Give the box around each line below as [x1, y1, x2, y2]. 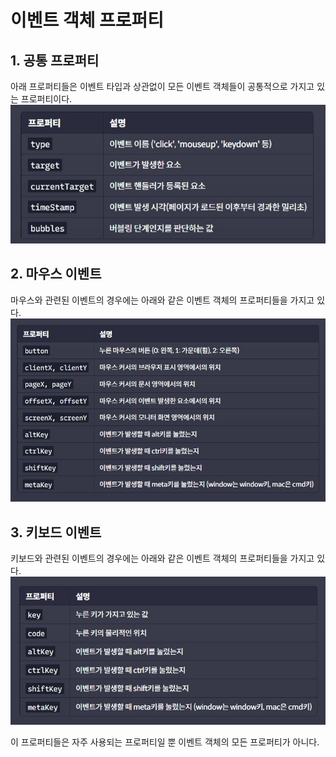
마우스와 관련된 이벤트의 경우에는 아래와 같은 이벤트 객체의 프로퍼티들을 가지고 [10, 294, 315, 306]
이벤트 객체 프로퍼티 [10, 9, 165, 32]
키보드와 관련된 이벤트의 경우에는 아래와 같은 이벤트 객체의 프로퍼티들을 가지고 [10, 552, 315, 565]
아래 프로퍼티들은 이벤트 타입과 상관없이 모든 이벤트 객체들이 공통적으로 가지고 [10, 81, 315, 92]
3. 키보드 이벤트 [10, 524, 102, 541]
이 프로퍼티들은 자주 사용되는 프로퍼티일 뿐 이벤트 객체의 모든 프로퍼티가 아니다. [10, 736, 320, 748]
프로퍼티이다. [20, 93, 73, 105]
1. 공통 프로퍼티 [10, 52, 100, 69]
